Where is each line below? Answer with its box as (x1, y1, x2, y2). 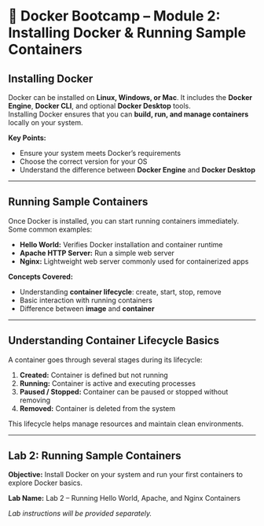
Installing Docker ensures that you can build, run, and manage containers (8, 109, 249, 119)
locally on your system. (8, 118, 84, 127)
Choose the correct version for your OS (19, 157, 148, 166)
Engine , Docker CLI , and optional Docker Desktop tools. (8, 102, 191, 110)
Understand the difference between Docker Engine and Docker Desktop (19, 165, 256, 174)
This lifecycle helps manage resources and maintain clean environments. (8, 419, 244, 428)
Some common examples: (8, 224, 93, 234)
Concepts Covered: (8, 272, 73, 281)
